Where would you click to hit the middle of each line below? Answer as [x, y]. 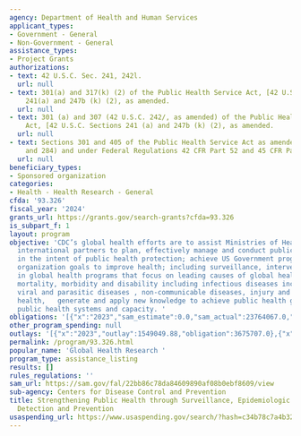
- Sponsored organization [57, 175]
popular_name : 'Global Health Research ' [88, 350]
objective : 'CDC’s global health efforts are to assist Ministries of [144, 243]
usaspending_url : [42, 417]
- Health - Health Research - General [82, 192]
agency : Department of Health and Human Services [104, 17]
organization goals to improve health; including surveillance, [140, 268]
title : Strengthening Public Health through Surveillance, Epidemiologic [150, 401]
